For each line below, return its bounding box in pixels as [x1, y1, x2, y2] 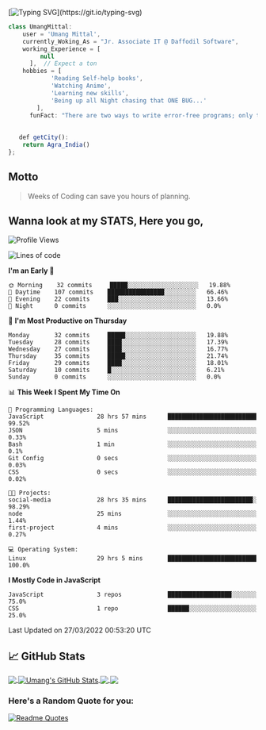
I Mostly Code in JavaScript [8, 575, 101, 585]
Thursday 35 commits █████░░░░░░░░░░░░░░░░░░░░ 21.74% [8, 352, 228, 360]
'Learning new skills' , [50, 89, 129, 97]
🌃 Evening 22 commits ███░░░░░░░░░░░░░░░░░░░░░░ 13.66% [8, 295, 228, 303]
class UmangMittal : [8, 23, 73, 31]
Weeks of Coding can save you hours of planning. [27, 191, 191, 201]
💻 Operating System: [8, 546, 79, 554]
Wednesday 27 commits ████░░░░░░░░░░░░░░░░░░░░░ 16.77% [8, 345, 228, 353]
